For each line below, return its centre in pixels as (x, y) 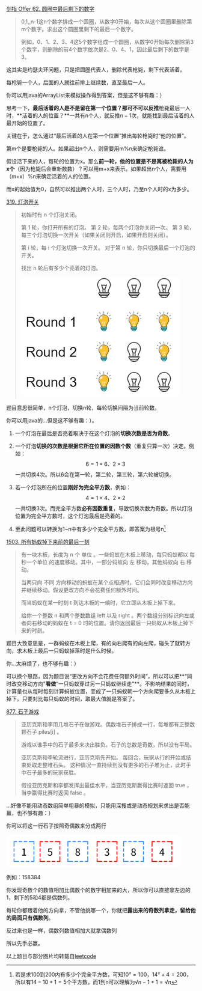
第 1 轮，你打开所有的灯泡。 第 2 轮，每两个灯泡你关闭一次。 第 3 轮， (108, 227)
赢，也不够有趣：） (30, 813)
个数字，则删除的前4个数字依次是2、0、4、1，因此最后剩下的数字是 (105, 49)
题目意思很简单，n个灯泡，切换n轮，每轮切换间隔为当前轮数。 (83, 408)
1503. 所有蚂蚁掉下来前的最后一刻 (48, 541)
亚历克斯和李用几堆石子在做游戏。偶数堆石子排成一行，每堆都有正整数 (108, 724)
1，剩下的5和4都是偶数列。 (40, 897)
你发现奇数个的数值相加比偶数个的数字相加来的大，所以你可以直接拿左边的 (98, 890)
